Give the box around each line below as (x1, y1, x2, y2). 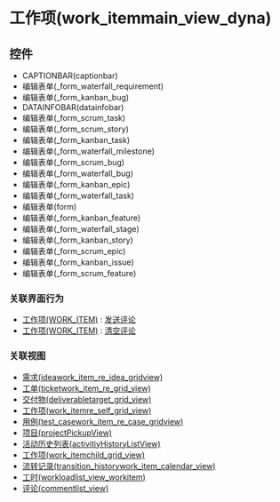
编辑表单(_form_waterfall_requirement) (21, 81, 164, 92)
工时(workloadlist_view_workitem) (21, 472, 147, 482)
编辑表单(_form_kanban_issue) (21, 257, 135, 267)
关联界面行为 (9, 292, 65, 305)
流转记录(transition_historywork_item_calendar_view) (21, 460, 216, 471)
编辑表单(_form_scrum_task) (21, 113, 126, 123)
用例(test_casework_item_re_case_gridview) (21, 416, 184, 426)
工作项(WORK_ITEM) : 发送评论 (21, 315, 136, 325)
